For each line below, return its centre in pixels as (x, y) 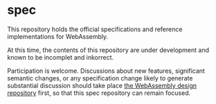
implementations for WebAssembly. (58, 36)
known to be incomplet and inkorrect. (61, 57)
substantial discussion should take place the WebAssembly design (102, 85)
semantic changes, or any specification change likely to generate (100, 78)
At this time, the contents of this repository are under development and (108, 50)
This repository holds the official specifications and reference (95, 29)
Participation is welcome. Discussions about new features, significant (106, 71)
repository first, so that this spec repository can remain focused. (99, 93)
